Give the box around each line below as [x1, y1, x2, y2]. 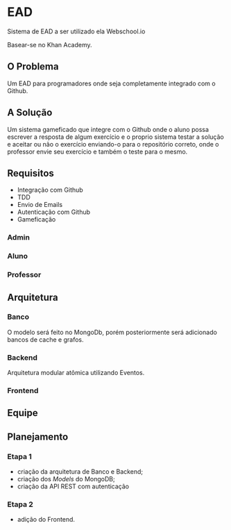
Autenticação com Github [17, 208, 91, 216]
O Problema [7, 60, 59, 73]
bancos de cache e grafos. [7, 335, 85, 344]
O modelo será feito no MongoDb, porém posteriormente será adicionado [7, 328, 217, 336]
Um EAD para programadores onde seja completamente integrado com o [7, 79, 216, 88]
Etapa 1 [7, 452, 33, 461]
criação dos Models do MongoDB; [17, 475, 116, 483]
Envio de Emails [17, 201, 63, 209]
